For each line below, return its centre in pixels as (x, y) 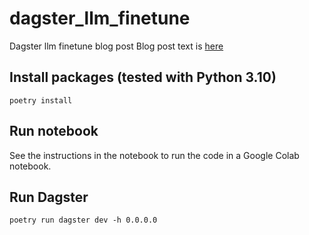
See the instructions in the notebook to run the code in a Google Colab (154, 155)
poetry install (41, 100)
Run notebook (54, 131)
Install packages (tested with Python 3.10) (143, 77)
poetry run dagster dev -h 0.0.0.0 (83, 220)
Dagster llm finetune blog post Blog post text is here (116, 46)
